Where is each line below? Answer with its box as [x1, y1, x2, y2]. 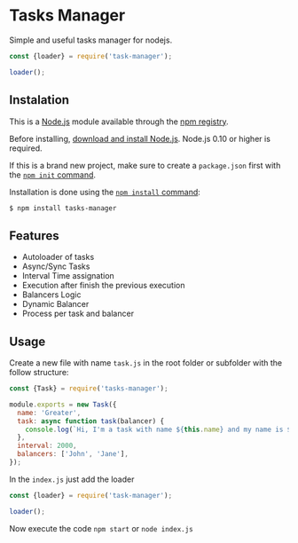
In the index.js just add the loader [9, 474, 135, 484]
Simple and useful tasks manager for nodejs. [9, 35, 173, 45]
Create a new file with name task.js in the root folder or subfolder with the [9, 358, 283, 368]
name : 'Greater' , [17, 408, 82, 417]
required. [9, 143, 43, 153]
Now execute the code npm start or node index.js [9, 523, 193, 533]
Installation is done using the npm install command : [9, 186, 201, 197]
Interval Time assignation [21, 271, 115, 281]
